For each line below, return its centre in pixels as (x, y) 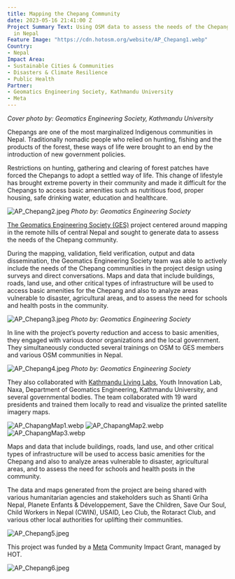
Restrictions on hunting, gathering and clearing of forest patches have (108, 168)
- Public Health (31, 79)
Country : (20, 46)
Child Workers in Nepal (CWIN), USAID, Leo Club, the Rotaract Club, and (112, 512)
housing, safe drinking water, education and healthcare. (87, 198)
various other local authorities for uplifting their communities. (95, 520)
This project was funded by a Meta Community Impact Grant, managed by (114, 547)
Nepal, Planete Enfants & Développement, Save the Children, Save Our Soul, (117, 505)
